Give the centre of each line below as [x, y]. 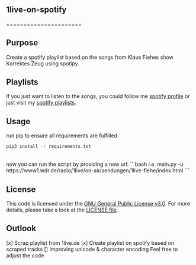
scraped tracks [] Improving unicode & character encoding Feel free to [92, 249]
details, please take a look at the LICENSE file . [62, 210]
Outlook [21, 228]
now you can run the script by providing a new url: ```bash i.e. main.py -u [95, 164]
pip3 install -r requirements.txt [49, 147]
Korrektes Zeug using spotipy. [43, 63]
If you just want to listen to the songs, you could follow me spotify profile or [98, 96]
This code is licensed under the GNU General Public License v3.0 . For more [98, 203]
